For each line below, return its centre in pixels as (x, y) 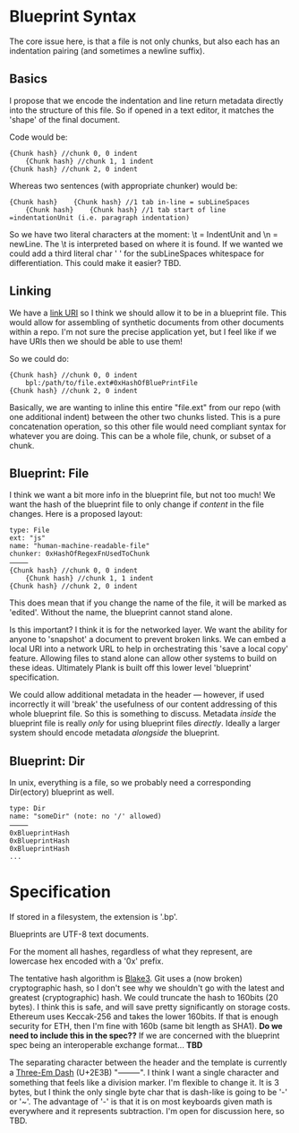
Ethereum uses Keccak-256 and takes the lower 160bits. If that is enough (144, 1017)
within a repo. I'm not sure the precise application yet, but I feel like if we (143, 331)
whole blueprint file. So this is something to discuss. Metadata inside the (143, 714)
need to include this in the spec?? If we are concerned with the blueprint (145, 1035)
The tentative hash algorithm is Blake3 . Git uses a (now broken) (126, 979)
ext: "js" (28, 538)
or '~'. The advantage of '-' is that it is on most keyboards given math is (141, 1102)
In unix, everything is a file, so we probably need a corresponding (130, 783)
